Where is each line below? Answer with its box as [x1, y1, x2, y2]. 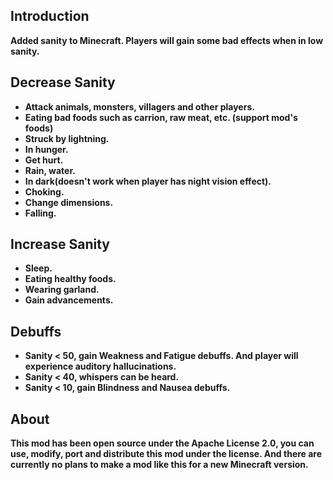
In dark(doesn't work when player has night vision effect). [24, 175, 272, 187]
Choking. [24, 185, 65, 198]
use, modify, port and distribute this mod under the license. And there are [10, 448, 323, 460]
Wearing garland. [24, 284, 100, 296]
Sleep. [24, 262, 53, 274]
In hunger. [24, 143, 69, 155]
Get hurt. [24, 154, 64, 166]
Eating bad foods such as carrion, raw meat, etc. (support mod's [24, 111, 298, 123]
